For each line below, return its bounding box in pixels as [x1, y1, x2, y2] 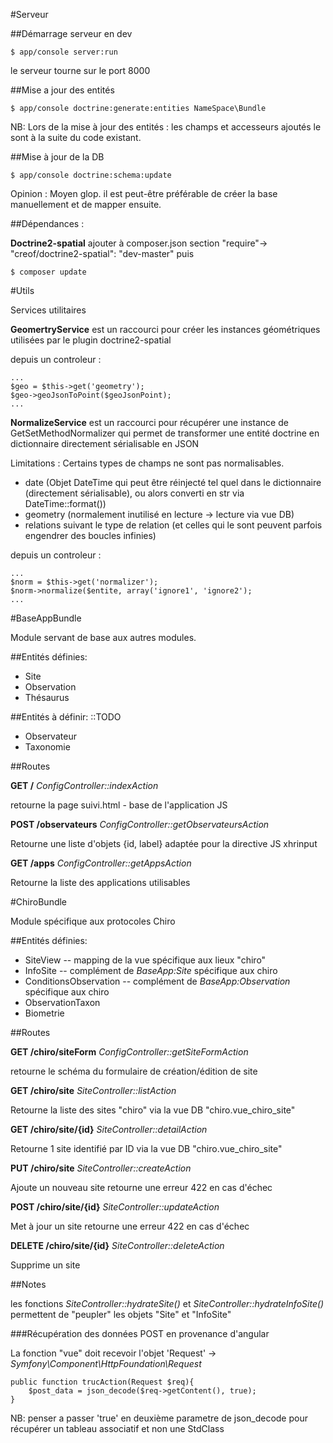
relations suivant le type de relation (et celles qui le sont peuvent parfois [24, 519, 323, 531]
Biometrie [24, 1007, 65, 1019]
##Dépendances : [10, 218, 85, 229]
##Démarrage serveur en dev [10, 28, 133, 39]
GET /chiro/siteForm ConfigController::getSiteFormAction [10, 1046, 249, 1058]
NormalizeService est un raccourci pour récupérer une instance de [10, 417, 289, 428]
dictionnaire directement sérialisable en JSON [10, 438, 200, 449]
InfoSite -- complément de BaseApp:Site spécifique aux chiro [24, 965, 278, 976]
